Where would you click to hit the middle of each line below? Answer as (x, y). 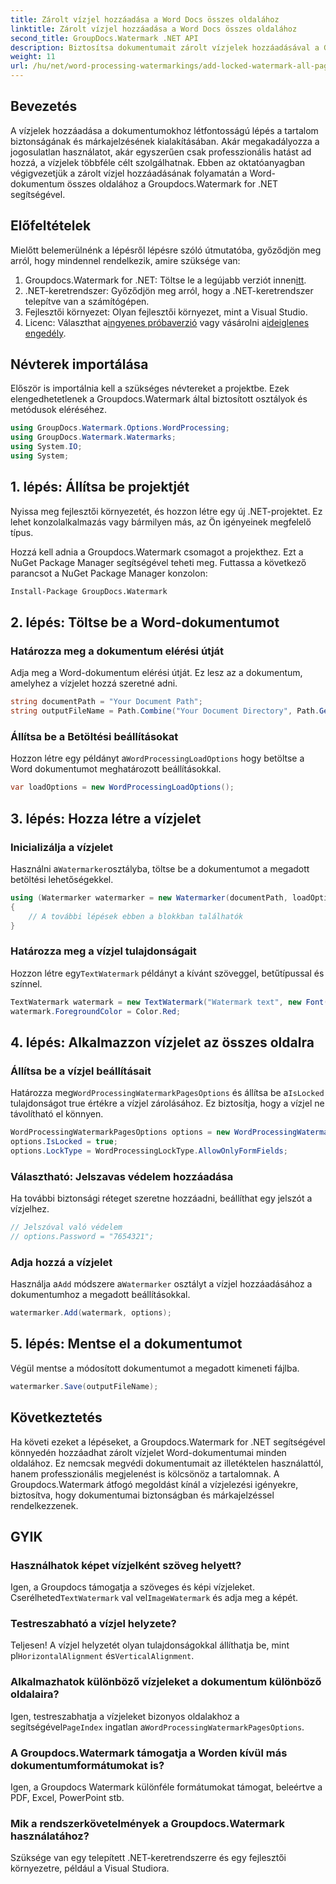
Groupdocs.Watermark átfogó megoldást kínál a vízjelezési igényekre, (154, 1484)
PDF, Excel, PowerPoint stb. (67, 1798)
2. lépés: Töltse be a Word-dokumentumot (145, 622)
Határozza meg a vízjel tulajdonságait (103, 951)
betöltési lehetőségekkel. (62, 879)
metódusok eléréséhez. (58, 410)
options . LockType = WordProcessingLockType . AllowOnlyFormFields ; (149, 1151)
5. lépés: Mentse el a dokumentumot (126, 1344)
